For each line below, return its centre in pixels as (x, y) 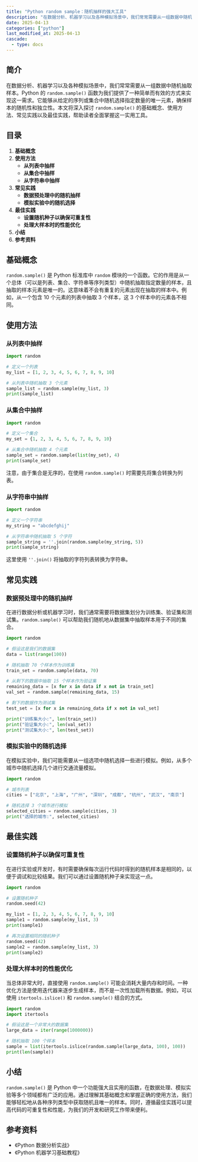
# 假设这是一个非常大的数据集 (37, 1025)
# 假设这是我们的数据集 (31, 649)
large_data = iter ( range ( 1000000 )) (50, 1030)
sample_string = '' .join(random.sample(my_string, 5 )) (75, 542)
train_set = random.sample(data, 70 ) (52, 671)
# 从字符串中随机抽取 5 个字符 (39, 536)
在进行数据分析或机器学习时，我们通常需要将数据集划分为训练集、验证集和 (96, 612)
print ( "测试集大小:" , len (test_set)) (50, 730)
